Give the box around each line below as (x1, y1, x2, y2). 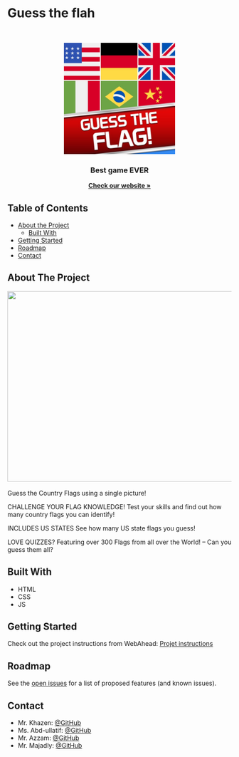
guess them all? (7, 545, 53, 553)
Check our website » (88, 182, 151, 190)
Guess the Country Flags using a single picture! (7, 489, 147, 497)
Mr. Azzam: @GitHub (17, 733, 80, 742)
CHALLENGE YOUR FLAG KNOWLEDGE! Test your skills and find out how (7, 502, 222, 511)
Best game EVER (90, 165, 149, 175)
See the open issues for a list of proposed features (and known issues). (7, 679, 217, 688)
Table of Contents (7, 202, 89, 214)
